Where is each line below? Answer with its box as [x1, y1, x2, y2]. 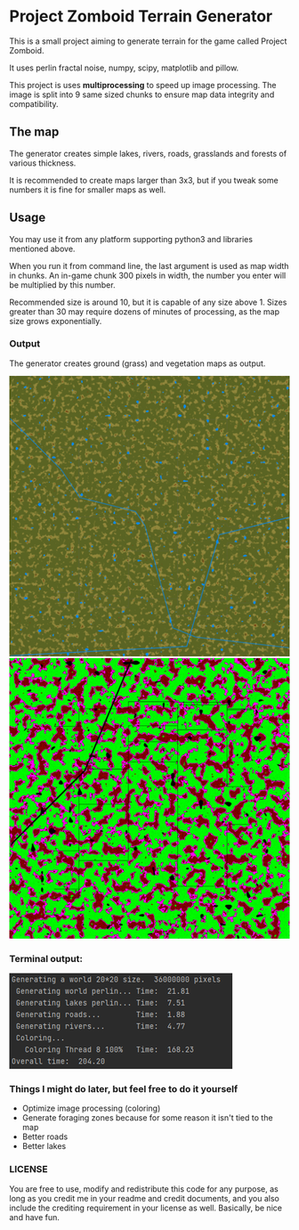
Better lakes [21, 1141, 67, 1152]
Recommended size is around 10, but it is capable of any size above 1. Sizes [9, 297, 287, 307]
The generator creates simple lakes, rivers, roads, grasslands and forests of [9, 148, 287, 159]
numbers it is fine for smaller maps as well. [9, 184, 166, 195]
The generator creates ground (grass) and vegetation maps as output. [9, 358, 266, 369]
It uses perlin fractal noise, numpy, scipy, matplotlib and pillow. [9, 62, 239, 73]
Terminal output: [9, 952, 83, 965]
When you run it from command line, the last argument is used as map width [9, 260, 289, 271]
